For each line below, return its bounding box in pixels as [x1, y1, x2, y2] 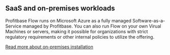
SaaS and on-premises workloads [5, 4, 115, 13]
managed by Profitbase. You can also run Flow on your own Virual [22, 23, 162, 29]
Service [5, 23, 22, 29]
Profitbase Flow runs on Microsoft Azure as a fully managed [5, 17, 132, 23]
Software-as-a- [132, 17, 165, 23]
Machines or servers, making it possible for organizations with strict [5, 28, 148, 35]
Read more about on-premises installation [5, 43, 93, 50]
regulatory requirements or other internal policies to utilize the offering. [5, 34, 155, 40]
